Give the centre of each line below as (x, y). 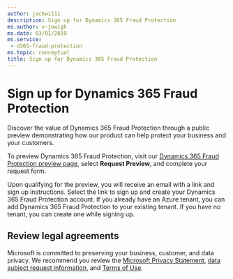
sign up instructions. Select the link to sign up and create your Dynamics (111, 192)
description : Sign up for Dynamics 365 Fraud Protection (92, 20)
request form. (27, 171)
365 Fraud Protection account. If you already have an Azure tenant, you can (116, 199)
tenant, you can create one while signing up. (71, 214)
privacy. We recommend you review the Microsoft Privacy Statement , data (114, 260)
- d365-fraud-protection (46, 46)
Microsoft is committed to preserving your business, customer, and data (111, 252)
